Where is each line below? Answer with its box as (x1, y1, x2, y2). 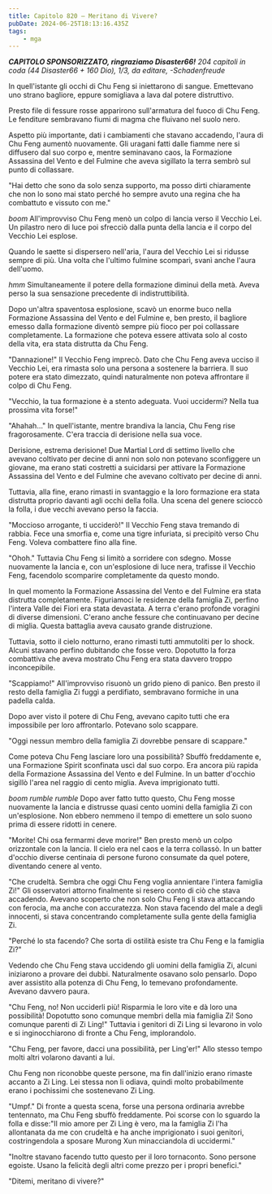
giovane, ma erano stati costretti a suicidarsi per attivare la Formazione (8, 463, 246, 472)
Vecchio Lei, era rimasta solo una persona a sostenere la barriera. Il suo (8, 363, 248, 373)
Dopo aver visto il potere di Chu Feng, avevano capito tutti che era (8, 712, 230, 722)
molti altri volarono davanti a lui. (8, 1052, 115, 1063)
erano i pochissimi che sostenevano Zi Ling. (8, 1086, 156, 1095)
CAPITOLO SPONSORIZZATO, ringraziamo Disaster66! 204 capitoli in (8, 57, 246, 67)
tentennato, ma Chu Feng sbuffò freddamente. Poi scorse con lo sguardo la (8, 1110, 261, 1120)
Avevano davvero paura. (8, 986, 90, 996)
